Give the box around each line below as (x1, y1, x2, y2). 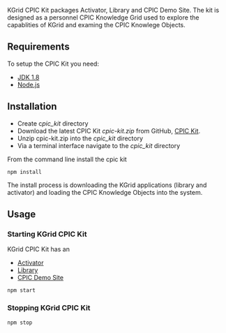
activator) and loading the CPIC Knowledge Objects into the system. (7, 188, 203, 196)
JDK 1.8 (17, 73, 40, 81)
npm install (7, 168, 42, 175)
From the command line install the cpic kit (7, 155, 127, 163)
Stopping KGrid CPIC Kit (7, 303, 91, 313)
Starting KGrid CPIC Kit (7, 229, 87, 239)
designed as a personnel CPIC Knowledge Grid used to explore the (7, 13, 199, 22)
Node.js (17, 80, 40, 89)
